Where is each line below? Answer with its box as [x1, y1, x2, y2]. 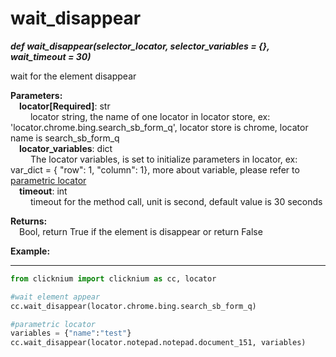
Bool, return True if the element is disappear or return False [19, 225, 263, 237]
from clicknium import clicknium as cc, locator [10, 273, 217, 284]
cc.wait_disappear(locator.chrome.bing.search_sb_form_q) [10, 301, 257, 311]
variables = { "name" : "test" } [10, 328, 132, 339]
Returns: [10, 215, 48, 227]
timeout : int [19, 185, 68, 197]
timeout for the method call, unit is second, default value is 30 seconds [29, 195, 323, 207]
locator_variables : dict [19, 142, 113, 154]
